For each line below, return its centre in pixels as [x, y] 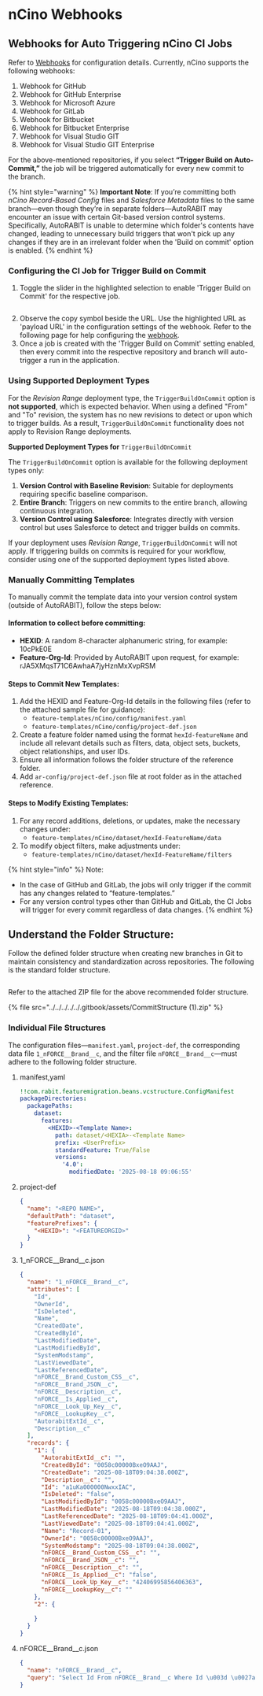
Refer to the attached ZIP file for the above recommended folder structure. [128, 992]
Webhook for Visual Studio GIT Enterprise [87, 144]
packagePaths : [50, 1106]
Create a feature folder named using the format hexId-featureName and [134, 735]
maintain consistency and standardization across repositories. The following [131, 961]
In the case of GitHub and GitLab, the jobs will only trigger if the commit [135, 884]
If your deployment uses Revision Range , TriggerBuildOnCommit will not [123, 542]
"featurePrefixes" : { [62, 1223]
